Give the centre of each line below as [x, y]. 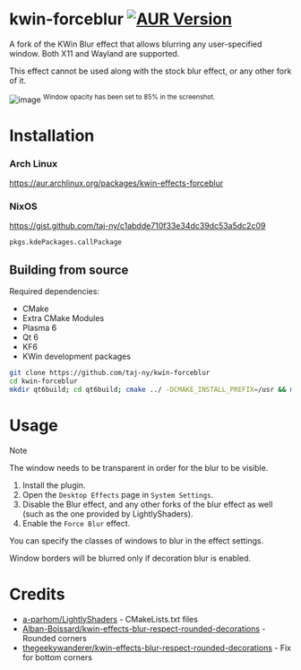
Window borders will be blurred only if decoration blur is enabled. [130, 558]
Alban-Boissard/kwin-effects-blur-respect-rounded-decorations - [144, 629]
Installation [52, 135]
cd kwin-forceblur [43, 381]
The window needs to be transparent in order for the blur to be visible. [139, 467]
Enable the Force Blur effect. [76, 523]
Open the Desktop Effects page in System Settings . [118, 494]
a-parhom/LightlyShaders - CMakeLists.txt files [110, 619]
